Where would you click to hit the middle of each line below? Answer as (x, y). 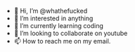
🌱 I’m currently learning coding (59, 26)
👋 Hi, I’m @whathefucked (51, 11)
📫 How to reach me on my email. (62, 41)
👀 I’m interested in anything (53, 18)
